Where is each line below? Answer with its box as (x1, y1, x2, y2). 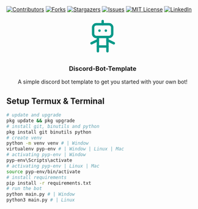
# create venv (6, 135, 43, 141)
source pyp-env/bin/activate (6, 168, 81, 175)
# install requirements (6, 174, 67, 180)
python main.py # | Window (6, 191, 75, 197)
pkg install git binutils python (6, 129, 92, 135)
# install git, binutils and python (6, 123, 100, 129)
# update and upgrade (6, 112, 62, 118)
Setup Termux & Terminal (6, 96, 105, 106)
